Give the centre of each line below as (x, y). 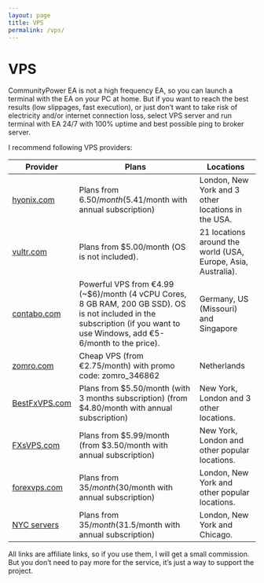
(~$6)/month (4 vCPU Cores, (133, 294)
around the (219, 242)
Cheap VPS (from (111, 356)
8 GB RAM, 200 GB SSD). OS (132, 304)
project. (21, 571)
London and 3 (225, 398)
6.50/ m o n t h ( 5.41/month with (133, 200)
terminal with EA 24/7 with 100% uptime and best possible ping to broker (126, 124)
